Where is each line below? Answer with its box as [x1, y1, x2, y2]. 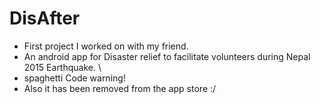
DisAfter [9, 7, 81, 30]
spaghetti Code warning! [23, 72, 126, 84]
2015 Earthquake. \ [23, 61, 102, 73]
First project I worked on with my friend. [23, 40, 189, 52]
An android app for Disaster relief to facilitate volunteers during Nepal [23, 50, 311, 62]
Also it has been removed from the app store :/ [23, 82, 217, 94]
